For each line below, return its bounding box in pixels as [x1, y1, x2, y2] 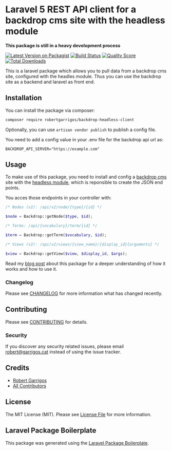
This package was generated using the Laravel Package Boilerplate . [5, 440, 149, 446]
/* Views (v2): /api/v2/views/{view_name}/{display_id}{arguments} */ [5, 241, 160, 247]
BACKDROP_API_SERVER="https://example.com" [5, 146, 100, 152]
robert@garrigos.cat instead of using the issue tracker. [5, 349, 122, 355]
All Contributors [12, 383, 46, 389]
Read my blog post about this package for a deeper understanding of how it [5, 260, 166, 267]
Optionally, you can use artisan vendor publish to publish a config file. [5, 126, 157, 133]
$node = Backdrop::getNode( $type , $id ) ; [5, 214, 93, 219]
